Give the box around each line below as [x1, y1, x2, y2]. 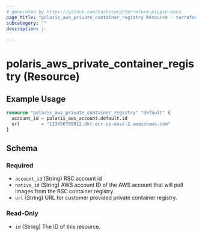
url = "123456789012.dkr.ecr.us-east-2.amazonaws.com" [11, 121, 171, 127]
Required [6, 161, 34, 169]
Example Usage [6, 94, 66, 104]
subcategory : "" [6, 20, 47, 26]
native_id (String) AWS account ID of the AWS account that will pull [14, 181, 183, 188]
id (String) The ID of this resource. [14, 223, 101, 230]
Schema [6, 143, 38, 154]
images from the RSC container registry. [14, 188, 115, 195]
